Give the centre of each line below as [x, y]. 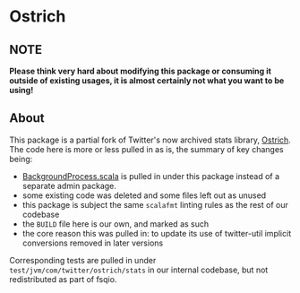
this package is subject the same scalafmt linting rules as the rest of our [155, 204]
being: [21, 159]
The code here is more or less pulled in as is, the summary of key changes [146, 149]
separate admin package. [69, 185]
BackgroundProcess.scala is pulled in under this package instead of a [151, 176]
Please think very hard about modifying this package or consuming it [140, 71]
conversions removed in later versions [93, 243]
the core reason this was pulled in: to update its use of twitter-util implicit [157, 233]
